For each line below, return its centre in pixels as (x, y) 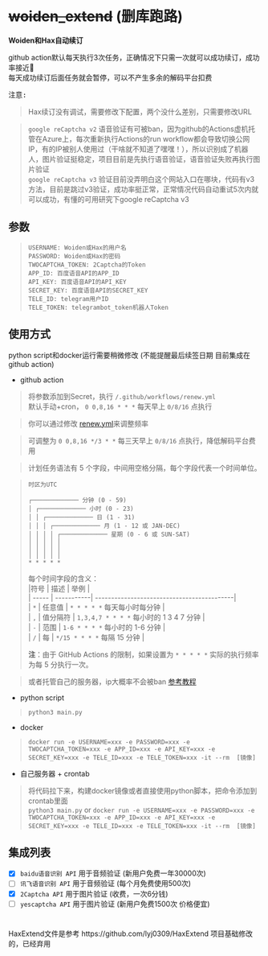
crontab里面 (48, 801)
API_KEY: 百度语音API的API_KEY (77, 282)
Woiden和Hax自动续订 (46, 40)
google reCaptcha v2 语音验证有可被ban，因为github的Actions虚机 (138, 129)
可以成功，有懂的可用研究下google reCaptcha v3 (109, 199)
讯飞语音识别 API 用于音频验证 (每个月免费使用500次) (105, 884)
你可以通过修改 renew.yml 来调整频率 (88, 423)
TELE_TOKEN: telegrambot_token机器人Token (98, 307)
